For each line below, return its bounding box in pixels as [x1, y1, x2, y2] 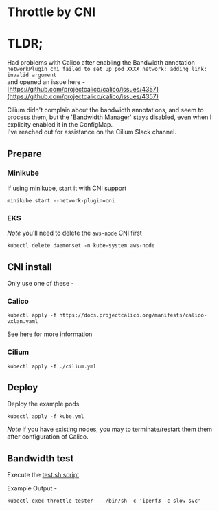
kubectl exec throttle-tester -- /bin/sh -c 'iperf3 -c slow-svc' [7, 497, 201, 505]
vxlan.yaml [7, 318, 38, 325]
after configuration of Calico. [7, 432, 89, 441]
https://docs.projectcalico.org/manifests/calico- [59, 312, 207, 319]
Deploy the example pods [7, 400, 80, 408]
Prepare [7, 147, 43, 159]
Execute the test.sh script [7, 471, 80, 479]
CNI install [7, 261, 53, 273]
